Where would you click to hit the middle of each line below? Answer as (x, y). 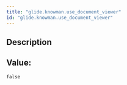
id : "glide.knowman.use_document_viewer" (60, 18)
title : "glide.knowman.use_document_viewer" (64, 12)
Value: (19, 63)
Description (29, 42)
